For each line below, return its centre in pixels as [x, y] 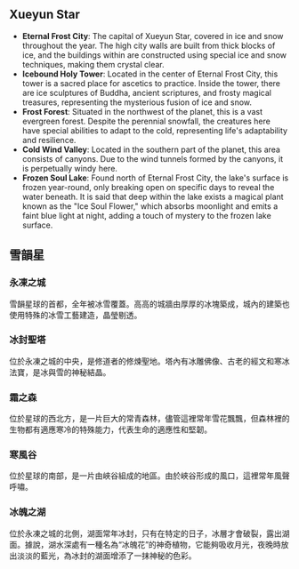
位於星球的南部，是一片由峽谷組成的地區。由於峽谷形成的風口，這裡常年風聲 [149, 476]
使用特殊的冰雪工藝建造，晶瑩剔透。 [76, 315]
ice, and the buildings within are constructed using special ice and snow [154, 55]
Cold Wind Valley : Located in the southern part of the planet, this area [151, 149]
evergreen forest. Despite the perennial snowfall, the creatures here [146, 121]
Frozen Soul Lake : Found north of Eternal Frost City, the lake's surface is [155, 178]
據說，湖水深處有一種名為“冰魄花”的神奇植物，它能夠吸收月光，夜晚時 [153, 544]
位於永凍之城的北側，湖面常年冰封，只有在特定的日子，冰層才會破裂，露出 [145, 533]
